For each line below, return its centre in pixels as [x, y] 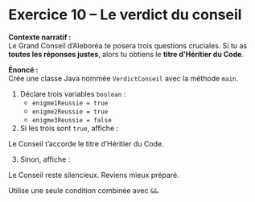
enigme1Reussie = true [70, 103]
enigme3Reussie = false [72, 120]
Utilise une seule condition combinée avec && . [84, 190]
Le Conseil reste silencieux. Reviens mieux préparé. [94, 175]
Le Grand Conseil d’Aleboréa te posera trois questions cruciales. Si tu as [128, 45]
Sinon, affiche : [45, 159]
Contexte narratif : [40, 37]
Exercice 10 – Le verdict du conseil [125, 15]
